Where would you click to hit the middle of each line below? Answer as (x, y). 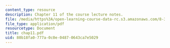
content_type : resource (30, 10)
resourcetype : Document (30, 28)
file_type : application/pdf (35, 24)
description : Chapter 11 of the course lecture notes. (64, 14)
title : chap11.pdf (25, 33)
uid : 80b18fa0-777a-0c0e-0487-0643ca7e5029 (52, 38)
